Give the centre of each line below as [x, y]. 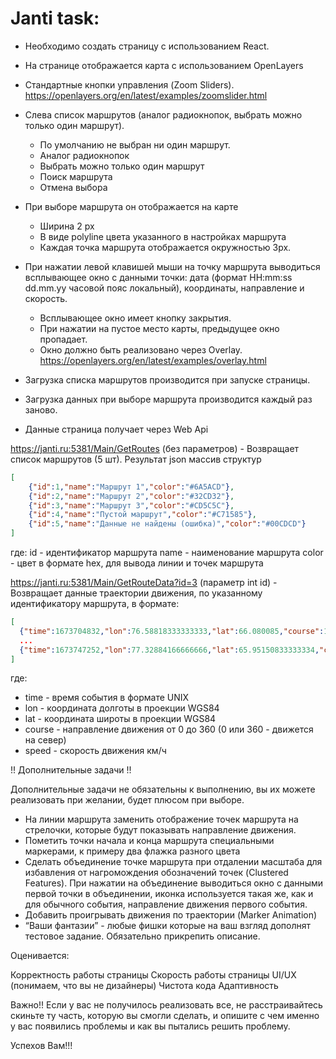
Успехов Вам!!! [41, 1046]
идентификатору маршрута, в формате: [95, 604]
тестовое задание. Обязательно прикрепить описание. [142, 936]
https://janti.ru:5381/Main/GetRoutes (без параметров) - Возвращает [155, 448]
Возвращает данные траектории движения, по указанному [136, 593]
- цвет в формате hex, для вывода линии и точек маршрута [137, 563]
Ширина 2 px [67, 226]
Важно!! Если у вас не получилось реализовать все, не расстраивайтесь [166, 1005]
